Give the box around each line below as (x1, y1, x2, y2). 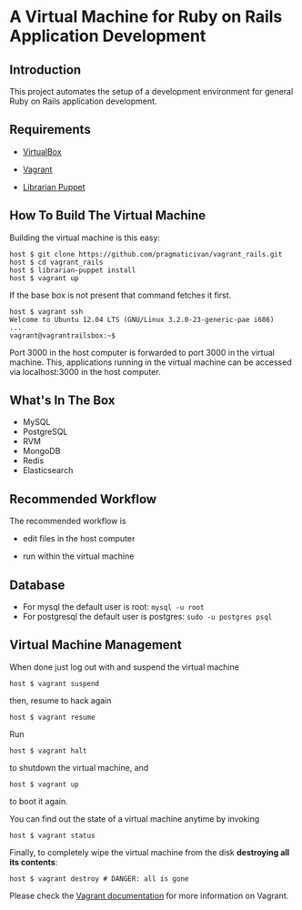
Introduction (9, 62, 82, 77)
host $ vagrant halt (9, 746, 88, 755)
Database (9, 577, 65, 592)
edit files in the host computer (22, 533, 136, 544)
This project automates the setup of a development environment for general (9, 86, 294, 96)
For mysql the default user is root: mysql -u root (22, 602, 205, 612)
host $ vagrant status (9, 831, 96, 840)
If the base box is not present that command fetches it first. (9, 289, 232, 300)
